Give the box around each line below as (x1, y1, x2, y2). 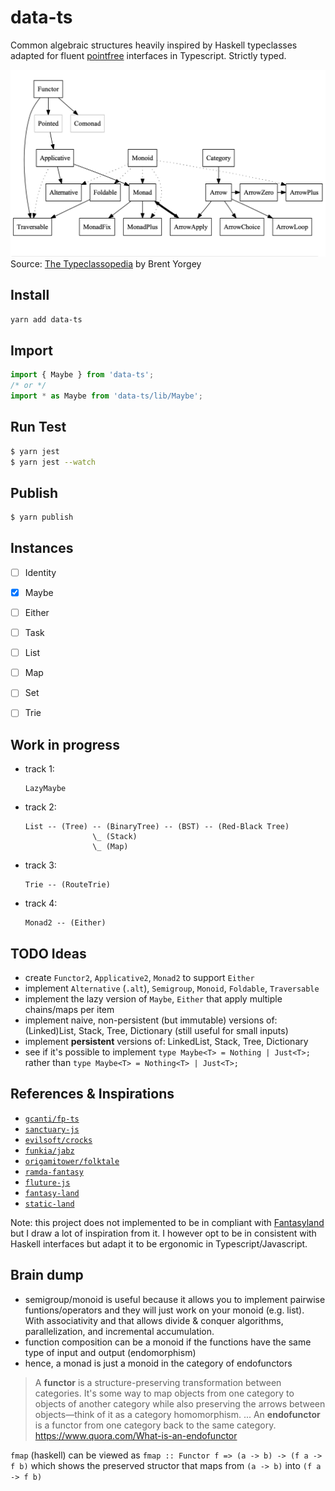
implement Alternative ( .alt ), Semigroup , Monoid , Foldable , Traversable (24, 982, 320, 994)
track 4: (24, 897, 58, 910)
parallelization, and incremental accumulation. (24, 1325, 215, 1337)
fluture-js (24, 1177, 71, 1188)
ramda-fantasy (24, 1167, 84, 1177)
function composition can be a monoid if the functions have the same (24, 1336, 312, 1348)
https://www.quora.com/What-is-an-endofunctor (34, 1429, 238, 1441)
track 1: (24, 763, 55, 775)
